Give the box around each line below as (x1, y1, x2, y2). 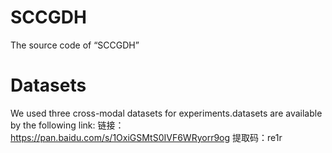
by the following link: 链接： (10, 119, 125, 131)
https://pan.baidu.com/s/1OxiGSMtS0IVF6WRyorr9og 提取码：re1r (10, 131, 283, 143)
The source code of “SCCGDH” (10, 39, 140, 51)
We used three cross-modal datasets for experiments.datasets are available (10, 107, 323, 119)
